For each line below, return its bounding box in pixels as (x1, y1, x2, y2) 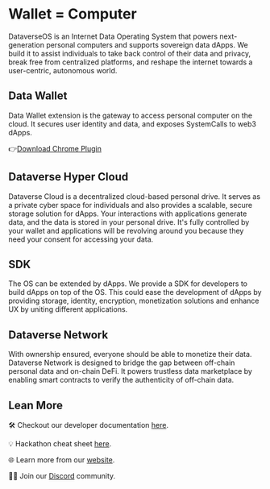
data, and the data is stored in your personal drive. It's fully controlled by (8, 217, 250, 226)
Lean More (8, 398, 63, 412)
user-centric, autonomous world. (8, 65, 118, 75)
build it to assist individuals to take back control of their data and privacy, (8, 48, 251, 58)
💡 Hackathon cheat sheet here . (8, 439, 112, 448)
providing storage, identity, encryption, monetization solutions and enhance (8, 296, 260, 306)
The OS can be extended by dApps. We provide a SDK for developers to (8, 279, 248, 288)
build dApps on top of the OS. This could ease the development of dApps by (8, 288, 262, 297)
